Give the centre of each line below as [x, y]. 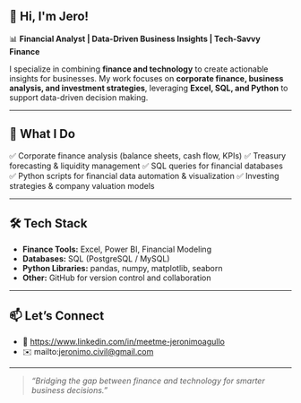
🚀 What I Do [43, 134]
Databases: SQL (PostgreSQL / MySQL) [96, 259]
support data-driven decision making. [79, 97]
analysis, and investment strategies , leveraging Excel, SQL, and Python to [149, 88]
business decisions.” [69, 390]
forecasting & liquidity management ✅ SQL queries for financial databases [146, 166]
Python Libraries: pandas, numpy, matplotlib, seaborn [122, 269]
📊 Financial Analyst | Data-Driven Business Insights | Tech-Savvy [135, 39]
